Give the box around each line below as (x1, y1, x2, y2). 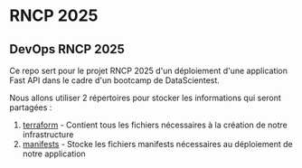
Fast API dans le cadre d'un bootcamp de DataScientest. (9, 75, 220, 86)
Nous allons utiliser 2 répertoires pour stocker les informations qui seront (9, 92, 282, 103)
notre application (22, 148, 86, 159)
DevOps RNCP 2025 (9, 42, 125, 57)
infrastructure (22, 129, 74, 140)
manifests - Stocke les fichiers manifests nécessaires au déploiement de (22, 139, 293, 149)
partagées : (9, 102, 52, 113)
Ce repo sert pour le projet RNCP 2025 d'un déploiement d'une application (9, 65, 288, 76)
